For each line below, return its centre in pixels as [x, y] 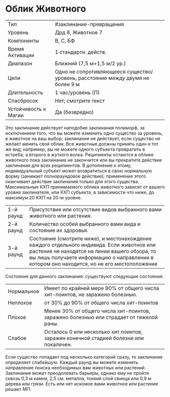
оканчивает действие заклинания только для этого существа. [72, 181]
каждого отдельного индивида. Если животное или [93, 245]
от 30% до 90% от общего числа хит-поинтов [101, 302]
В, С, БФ [65, 40]
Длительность [26, 93]
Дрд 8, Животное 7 [79, 32]
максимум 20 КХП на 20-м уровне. [44, 197]
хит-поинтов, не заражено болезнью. [91, 294]
